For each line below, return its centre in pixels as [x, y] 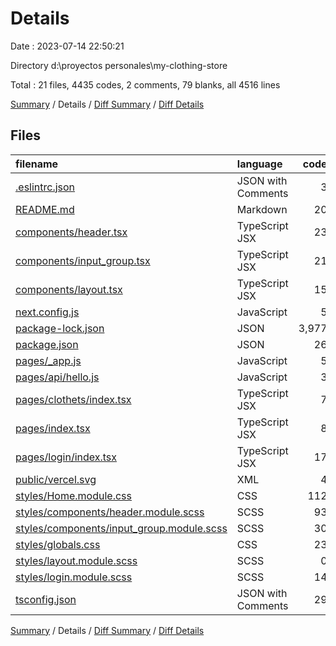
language [259, 164]
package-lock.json [60, 328]
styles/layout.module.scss [76, 560]
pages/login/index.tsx [66, 457]
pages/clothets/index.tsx [73, 399]
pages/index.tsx [53, 428]
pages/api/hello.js [57, 377]
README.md [45, 209]
